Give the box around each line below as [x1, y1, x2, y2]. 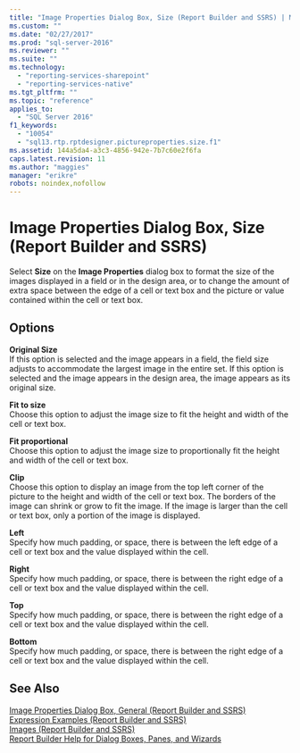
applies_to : [9, 105, 54, 113]
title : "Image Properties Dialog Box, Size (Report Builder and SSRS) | [9, 13, 286, 22]
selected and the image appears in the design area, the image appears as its [9, 372, 291, 383]
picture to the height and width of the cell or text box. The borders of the [9, 490, 277, 501]
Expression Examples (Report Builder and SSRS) [9, 714, 187, 724]
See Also [9, 681, 60, 697]
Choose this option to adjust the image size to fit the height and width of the [9, 408, 288, 420]
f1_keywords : [9, 121, 58, 130]
